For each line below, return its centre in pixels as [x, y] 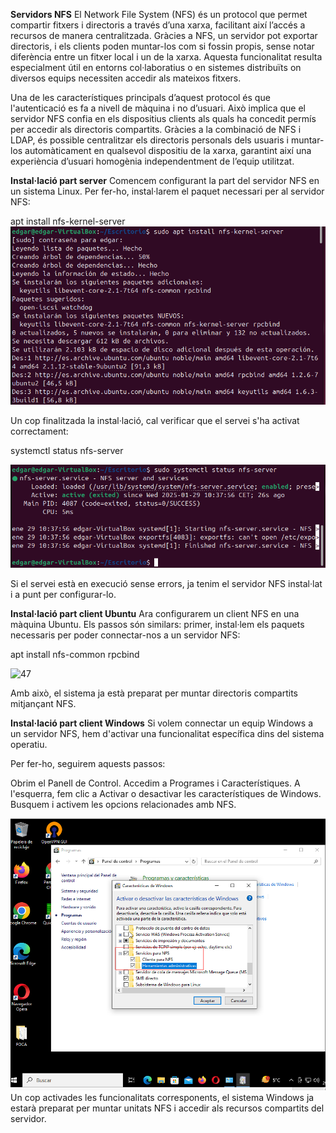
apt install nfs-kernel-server [68, 221]
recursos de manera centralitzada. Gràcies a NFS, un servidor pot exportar [164, 35]
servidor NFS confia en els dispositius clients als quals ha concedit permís [163, 118]
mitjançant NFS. [43, 704]
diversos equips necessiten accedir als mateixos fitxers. [126, 78]
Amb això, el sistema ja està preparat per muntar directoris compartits [154, 693]
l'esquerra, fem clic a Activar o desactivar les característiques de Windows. [166, 794]
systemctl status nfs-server [67, 450]
